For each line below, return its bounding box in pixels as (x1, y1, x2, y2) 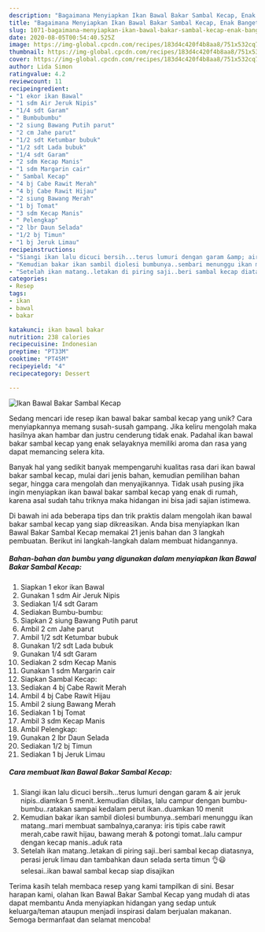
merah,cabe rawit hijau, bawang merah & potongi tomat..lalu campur (20, 829, 243, 838)
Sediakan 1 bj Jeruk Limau (20, 749, 105, 759)
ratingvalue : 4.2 (9, 70, 66, 78)
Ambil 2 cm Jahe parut (20, 623, 94, 634)
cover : (9, 56, 31, 64)
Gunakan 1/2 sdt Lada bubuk (20, 641, 113, 650)
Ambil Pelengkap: (20, 724, 78, 734)
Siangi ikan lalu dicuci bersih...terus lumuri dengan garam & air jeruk (20, 787, 241, 797)
